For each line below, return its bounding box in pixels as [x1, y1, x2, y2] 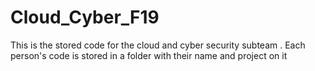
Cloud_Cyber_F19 [10, 6, 160, 29]
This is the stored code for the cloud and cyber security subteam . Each [10, 39, 306, 51]
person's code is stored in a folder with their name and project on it [10, 49, 288, 61]
